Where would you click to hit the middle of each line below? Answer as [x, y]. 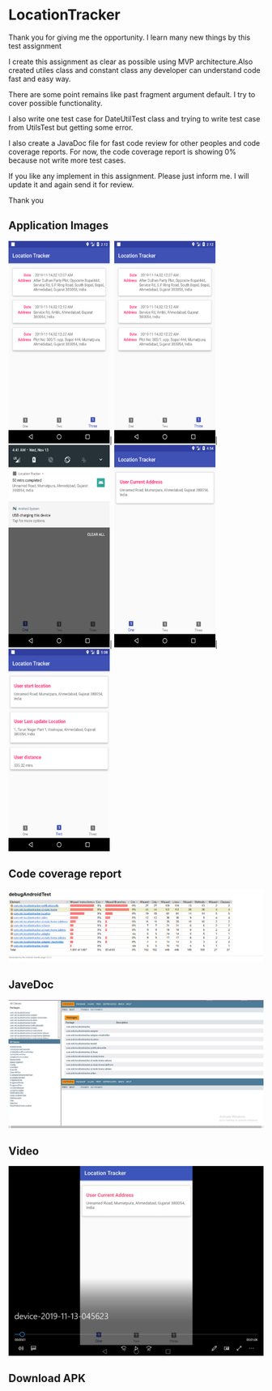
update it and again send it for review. [71, 185]
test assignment [35, 45]
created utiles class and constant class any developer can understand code [134, 70]
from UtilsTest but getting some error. [71, 127]
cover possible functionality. [55, 103]
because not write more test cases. [67, 160]
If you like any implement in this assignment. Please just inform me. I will [129, 176]
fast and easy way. [40, 79]
